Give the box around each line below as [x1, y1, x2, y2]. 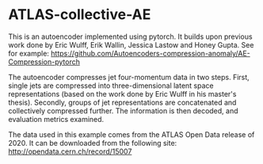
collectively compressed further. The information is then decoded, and [8, 105, 239, 116]
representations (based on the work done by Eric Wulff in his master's [8, 89, 237, 98]
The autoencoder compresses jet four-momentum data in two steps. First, [8, 72, 250, 82]
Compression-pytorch [8, 57, 81, 67]
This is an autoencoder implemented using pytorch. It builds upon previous [8, 32, 253, 41]
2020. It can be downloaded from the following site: [8, 138, 177, 147]
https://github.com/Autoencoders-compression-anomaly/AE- [51, 48, 251, 58]
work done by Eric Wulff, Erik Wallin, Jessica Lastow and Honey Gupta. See [8, 40, 254, 49]
